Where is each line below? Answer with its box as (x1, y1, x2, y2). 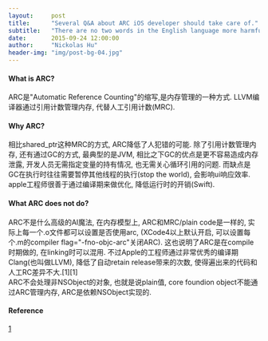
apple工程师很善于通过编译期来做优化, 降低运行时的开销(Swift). (8, 180, 215, 189)
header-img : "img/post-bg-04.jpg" (8, 49, 124, 57)
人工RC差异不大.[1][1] (8, 267, 78, 276)
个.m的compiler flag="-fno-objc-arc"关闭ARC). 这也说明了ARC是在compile (8, 237, 254, 247)
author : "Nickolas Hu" (8, 42, 98, 50)
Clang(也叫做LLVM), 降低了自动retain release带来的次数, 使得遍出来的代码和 (8, 257, 258, 267)
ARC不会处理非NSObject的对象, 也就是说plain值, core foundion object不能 (8, 277, 251, 287)
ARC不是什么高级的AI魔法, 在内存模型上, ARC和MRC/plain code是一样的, (8, 217, 246, 227)
